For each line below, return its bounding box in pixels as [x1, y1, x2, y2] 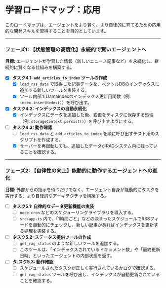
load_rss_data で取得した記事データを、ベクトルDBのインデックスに [19, 81, 160, 87]
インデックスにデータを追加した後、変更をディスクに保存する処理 [19, 112, 154, 118]
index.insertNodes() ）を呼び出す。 [19, 100, 92, 106]
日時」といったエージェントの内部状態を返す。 [19, 252, 115, 259]
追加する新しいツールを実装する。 [19, 87, 89, 93]
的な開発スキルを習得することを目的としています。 [5, 28, 109, 34]
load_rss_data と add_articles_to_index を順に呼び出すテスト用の [19, 130, 155, 136]
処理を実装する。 [24, 228, 59, 234]
